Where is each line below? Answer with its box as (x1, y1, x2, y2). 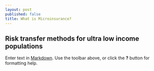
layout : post (5, 7, 32, 12)
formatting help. (5, 60, 38, 66)
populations (5, 42, 43, 50)
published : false (5, 12, 41, 17)
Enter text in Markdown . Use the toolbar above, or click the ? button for (5, 55, 150, 61)
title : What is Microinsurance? (5, 16, 72, 21)
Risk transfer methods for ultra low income (5, 34, 139, 43)
